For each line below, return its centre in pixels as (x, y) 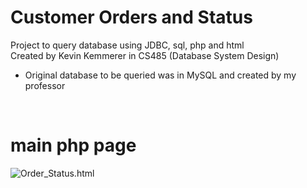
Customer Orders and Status (131, 17)
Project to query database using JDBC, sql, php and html (127, 45)
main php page (73, 145)
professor (45, 85)
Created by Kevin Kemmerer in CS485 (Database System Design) (145, 55)
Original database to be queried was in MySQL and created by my (160, 75)
